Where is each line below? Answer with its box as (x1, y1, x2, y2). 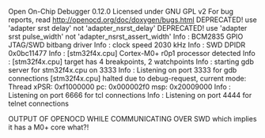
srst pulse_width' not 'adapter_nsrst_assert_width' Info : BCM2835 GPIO (8, 32, 244, 41)
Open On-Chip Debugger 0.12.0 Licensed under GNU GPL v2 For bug (8, 7, 234, 16)
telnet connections (8, 99, 70, 108)
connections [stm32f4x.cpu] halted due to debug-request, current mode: (8, 74, 247, 83)
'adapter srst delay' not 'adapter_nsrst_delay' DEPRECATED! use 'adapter (8, 24, 248, 32)
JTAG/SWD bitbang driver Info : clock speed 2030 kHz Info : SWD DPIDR (8, 40, 246, 50)
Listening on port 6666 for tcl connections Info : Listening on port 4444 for (8, 91, 252, 99)
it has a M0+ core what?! (8, 122, 89, 132)
